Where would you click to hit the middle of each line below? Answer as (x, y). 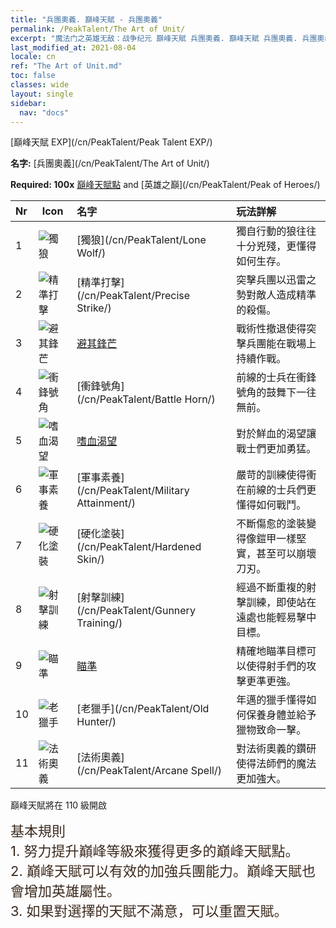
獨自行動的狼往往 (276, 231)
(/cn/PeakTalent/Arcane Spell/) (149, 771)
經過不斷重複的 (271, 588)
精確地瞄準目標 (271, 651)
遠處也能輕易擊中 (276, 618)
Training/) (99, 623)
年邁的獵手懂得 (271, 700)
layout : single (42, 94)
